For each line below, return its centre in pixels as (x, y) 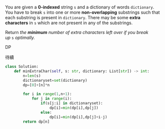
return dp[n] (36, 122)
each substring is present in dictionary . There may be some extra (73, 17)
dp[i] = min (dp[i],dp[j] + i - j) (78, 117)
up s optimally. (20, 37)
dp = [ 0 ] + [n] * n (36, 85)
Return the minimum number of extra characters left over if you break (77, 32)
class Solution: (22, 66)
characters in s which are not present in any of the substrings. (69, 23)
